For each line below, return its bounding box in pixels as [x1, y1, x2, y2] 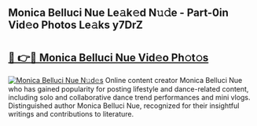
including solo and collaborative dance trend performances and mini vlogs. [8, 93, 251, 102]
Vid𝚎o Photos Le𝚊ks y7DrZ [8, 19, 143, 32]
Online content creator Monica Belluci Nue [105, 76, 243, 85]
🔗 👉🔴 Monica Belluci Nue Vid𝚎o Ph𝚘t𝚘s [8, 51, 209, 64]
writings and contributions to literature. [8, 110, 134, 118]
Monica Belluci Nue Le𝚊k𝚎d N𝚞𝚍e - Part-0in [8, 6, 229, 20]
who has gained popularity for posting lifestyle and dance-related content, [8, 85, 249, 93]
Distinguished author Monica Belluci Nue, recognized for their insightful [8, 101, 240, 110]
